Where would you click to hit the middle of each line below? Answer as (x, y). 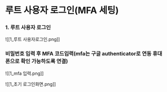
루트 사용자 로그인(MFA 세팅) (62, 10)
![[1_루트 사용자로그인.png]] (33, 39)
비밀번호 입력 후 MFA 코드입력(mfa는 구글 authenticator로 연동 (78, 54)
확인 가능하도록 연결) (44, 61)
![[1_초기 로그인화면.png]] (31, 84)
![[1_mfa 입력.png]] (24, 73)
